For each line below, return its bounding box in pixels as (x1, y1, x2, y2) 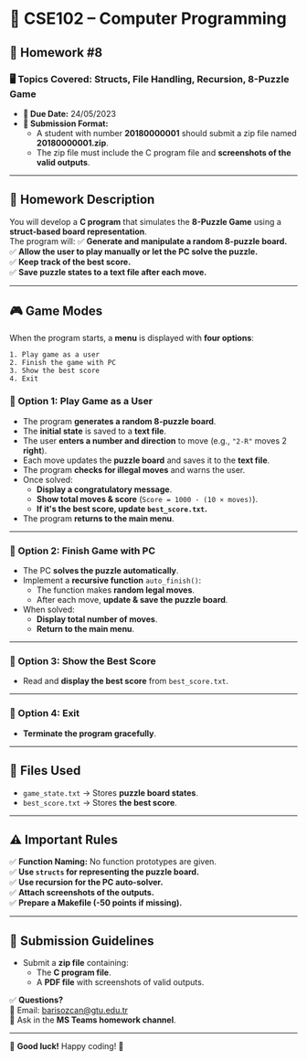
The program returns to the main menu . (22, 512, 175, 524)
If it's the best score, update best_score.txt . (36, 503, 208, 514)
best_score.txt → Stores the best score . (22, 797, 178, 808)
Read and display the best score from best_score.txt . (22, 676, 229, 687)
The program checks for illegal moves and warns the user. (22, 464, 246, 475)
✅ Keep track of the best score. (9, 256, 132, 267)
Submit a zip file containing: (22, 958, 130, 969)
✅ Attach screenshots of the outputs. (9, 887, 155, 898)
